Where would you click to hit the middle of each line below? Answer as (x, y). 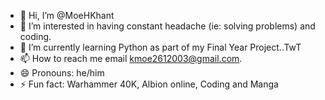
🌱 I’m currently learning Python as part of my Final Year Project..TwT (160, 47)
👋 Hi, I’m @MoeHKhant (67, 15)
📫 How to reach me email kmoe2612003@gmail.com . (131, 58)
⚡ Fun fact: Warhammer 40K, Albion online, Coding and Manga (149, 84)
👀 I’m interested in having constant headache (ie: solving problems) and (167, 26)
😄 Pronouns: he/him (62, 73)
